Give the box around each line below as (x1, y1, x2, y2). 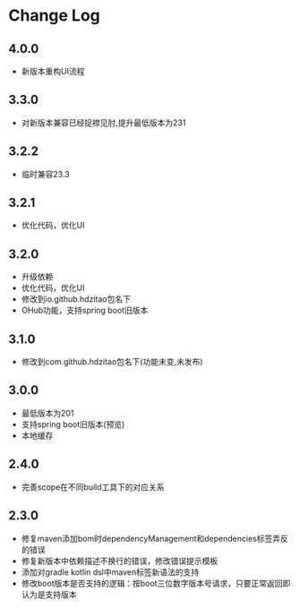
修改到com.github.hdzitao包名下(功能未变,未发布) (21, 356, 203, 367)
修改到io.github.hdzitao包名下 (21, 294, 132, 304)
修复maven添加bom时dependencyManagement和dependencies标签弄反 (21, 533, 288, 544)
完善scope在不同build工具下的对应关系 (21, 481, 165, 492)
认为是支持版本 (21, 588, 77, 600)
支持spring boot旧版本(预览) (21, 418, 125, 430)
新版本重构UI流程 (21, 66, 85, 76)
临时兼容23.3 (21, 168, 70, 179)
